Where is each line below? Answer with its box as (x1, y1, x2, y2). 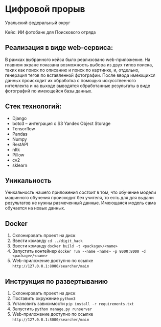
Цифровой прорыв (5, 3, 86, 15)
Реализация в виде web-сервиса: (5, 43, 114, 52)
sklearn (12, 162, 28, 168)
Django (12, 115, 27, 121)
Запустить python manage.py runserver (12, 306, 92, 312)
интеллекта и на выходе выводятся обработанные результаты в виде (5, 83, 151, 89)
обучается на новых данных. (5, 205, 66, 211)
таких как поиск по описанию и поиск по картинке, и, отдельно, (5, 67, 139, 73)
